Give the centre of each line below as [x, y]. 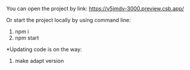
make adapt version [39, 61]
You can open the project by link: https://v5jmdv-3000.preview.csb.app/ [95, 9]
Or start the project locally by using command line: [69, 20]
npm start [27, 38]
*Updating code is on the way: [44, 49]
